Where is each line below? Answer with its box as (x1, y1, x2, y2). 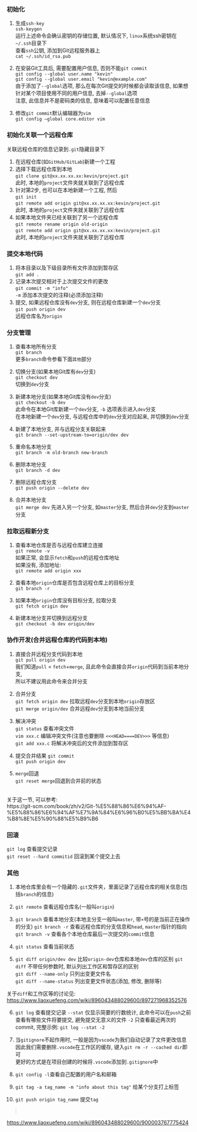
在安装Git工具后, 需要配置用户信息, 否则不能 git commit (15, 65, 148, 72)
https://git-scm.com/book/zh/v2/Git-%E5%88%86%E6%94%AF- (6, 803, 166, 810)
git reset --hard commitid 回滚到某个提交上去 (6, 853, 121, 860)
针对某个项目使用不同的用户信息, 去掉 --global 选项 (15, 90, 138, 97)
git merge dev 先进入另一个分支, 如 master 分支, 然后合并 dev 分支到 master (15, 504, 190, 511)
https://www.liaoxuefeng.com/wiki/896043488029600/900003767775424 (6, 1119, 189, 1126)
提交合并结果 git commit (15, 752, 75, 759)
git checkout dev (15, 375, 58, 381)
